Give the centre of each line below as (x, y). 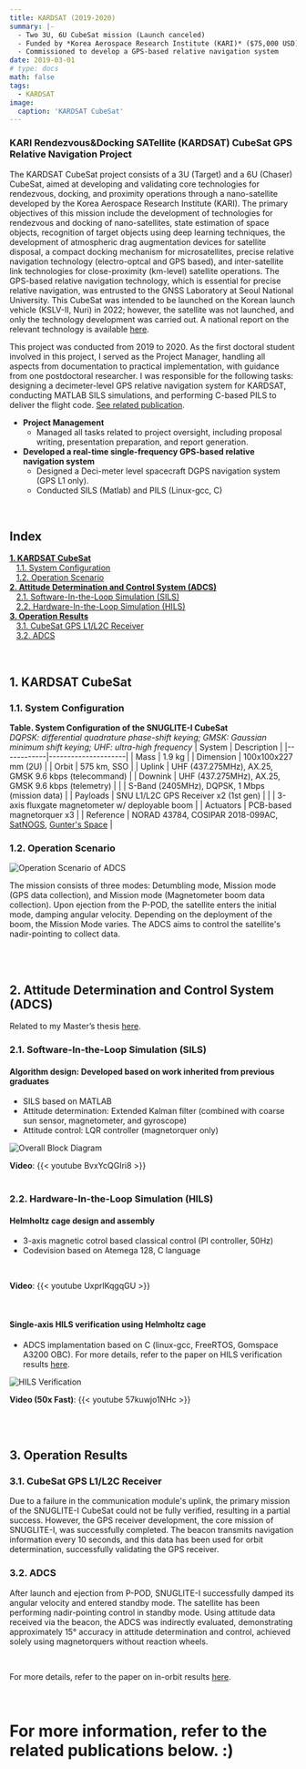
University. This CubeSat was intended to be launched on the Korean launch (153, 300)
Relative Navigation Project (71, 154)
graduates (30, 1081)
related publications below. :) (122, 1750)
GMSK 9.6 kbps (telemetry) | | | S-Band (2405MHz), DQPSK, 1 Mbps (138, 786)
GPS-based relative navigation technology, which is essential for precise (145, 281)
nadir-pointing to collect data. (65, 934)
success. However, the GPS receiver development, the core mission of (142, 1520)
